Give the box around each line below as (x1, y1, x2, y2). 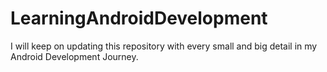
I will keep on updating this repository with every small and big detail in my (10, 40, 318, 52)
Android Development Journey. (10, 50, 139, 62)
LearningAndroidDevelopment (10, 7, 268, 30)
